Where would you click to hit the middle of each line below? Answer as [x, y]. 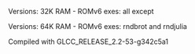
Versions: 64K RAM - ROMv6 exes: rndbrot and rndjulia [97, 26]
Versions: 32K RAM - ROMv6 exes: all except [81, 11]
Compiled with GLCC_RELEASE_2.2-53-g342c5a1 [88, 41]
